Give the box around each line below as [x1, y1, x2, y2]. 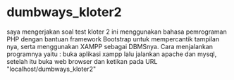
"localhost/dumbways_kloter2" [6, 65, 97, 73]
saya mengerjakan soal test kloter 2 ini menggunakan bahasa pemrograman [6, 27, 227, 36]
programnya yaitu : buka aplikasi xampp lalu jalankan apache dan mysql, [6, 50, 217, 58]
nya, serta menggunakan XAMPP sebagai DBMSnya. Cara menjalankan [6, 42, 213, 51]
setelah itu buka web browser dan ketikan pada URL [6, 57, 158, 65]
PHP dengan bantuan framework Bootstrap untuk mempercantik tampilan [6, 34, 220, 43]
